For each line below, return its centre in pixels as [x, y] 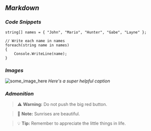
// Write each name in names [35, 41]
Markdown [22, 8]
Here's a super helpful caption [79, 81]
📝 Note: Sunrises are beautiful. [49, 114]
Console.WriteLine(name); [41, 53]
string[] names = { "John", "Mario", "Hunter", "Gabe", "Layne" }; [76, 32]
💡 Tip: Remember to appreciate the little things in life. [71, 123]
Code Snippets [23, 22]
